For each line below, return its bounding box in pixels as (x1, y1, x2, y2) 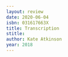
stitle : (6, 31, 25, 37)
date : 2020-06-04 (6, 14, 49, 20)
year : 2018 (6, 42, 33, 48)
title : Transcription (6, 25, 60, 31)
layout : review (6, 8, 44, 15)
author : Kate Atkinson (6, 36, 62, 42)
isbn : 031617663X (6, 20, 49, 26)
